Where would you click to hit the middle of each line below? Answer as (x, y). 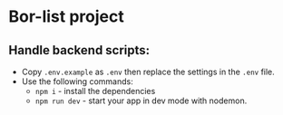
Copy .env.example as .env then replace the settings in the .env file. (148, 72)
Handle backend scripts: (79, 50)
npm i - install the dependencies (95, 91)
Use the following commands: (77, 81)
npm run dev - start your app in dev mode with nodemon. (141, 101)
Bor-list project (66, 17)
